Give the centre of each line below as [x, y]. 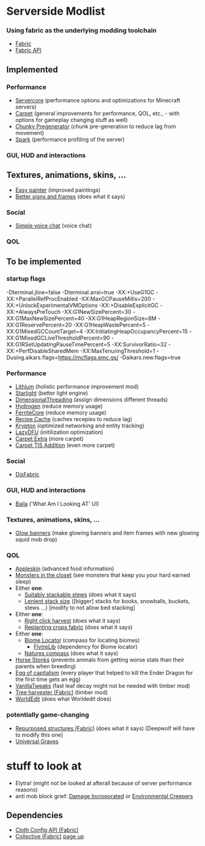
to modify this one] [39, 734]
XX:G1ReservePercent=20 [39, 325]
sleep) [23, 582]
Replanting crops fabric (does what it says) [78, 627]
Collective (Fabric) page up [50, 836]
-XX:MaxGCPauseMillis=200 [115, 299]
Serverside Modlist [56, 11]
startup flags [26, 279]
